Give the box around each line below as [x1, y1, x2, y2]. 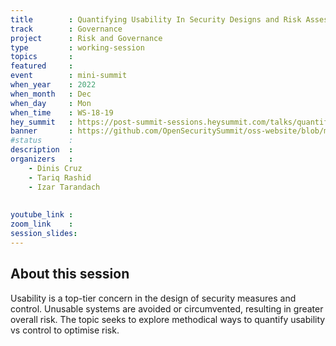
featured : [10, 61, 74, 71]
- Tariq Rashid [28, 172, 92, 183]
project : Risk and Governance [10, 33, 163, 43]
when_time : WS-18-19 [10, 107, 114, 118]
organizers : [10, 154, 74, 164]
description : [10, 145, 74, 155]
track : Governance [10, 24, 123, 34]
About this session [10, 266, 130, 283]
